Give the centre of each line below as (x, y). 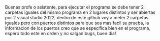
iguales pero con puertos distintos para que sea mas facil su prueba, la (77, 23)
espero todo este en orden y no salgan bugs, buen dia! (61, 33)
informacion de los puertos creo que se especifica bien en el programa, (78, 28)
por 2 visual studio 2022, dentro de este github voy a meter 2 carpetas (77, 18)
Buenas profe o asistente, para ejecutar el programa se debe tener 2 (75, 7)
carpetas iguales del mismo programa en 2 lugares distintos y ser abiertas (80, 12)
